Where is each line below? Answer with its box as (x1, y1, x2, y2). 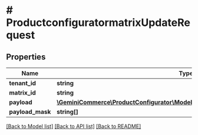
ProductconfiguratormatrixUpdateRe (6, 16, 190, 29)
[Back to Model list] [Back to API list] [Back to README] (6, 123, 141, 130)
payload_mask (9, 108, 51, 116)
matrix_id (9, 89, 37, 97)
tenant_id (9, 79, 37, 87)
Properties (6, 52, 46, 62)
